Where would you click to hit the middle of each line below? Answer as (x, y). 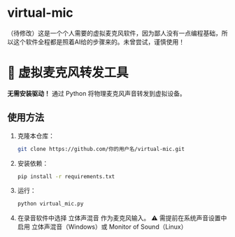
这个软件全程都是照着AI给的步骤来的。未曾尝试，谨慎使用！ (99, 42)
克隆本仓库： (36, 136)
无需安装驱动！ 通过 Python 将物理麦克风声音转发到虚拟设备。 (97, 93)
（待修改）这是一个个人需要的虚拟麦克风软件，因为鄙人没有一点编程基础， (114, 33)
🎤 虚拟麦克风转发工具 (68, 73)
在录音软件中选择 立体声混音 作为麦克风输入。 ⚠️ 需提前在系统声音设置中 (122, 218)
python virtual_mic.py (50, 204)
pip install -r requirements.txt (66, 176)
